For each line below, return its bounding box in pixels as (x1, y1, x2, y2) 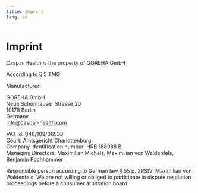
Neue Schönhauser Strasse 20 (6, 100, 81, 107)
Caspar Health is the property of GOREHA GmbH (6, 59, 126, 67)
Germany (6, 113, 29, 120)
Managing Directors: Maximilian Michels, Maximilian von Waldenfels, (6, 150, 174, 157)
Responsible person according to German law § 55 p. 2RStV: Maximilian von (6, 167, 192, 175)
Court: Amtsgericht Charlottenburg (6, 137, 92, 144)
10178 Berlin (6, 106, 36, 113)
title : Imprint (6, 8, 44, 15)
